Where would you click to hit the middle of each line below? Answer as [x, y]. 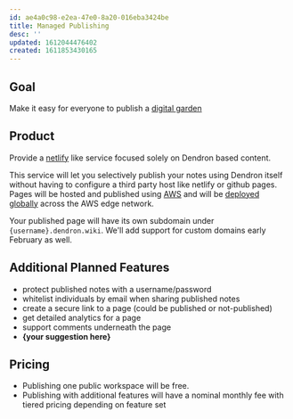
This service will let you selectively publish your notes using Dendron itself [146, 175]
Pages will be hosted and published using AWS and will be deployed [134, 193]
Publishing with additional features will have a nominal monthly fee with [153, 395]
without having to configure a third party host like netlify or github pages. [143, 185]
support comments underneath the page [97, 327]
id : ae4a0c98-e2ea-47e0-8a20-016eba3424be [89, 17]
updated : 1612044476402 [53, 42]
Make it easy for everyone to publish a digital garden [106, 108]
